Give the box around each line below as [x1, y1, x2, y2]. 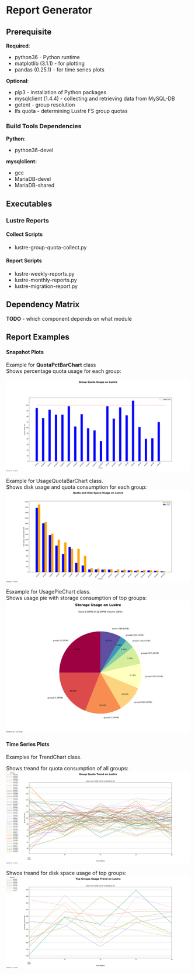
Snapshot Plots [6, 348, 44, 355]
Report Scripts [6, 257, 42, 264]
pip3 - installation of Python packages [14, 89, 107, 95]
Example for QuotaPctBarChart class [6, 361, 96, 369]
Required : [6, 42, 30, 49]
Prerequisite [6, 27, 52, 37]
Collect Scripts [6, 231, 43, 238]
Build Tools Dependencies [6, 122, 82, 130]
